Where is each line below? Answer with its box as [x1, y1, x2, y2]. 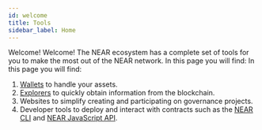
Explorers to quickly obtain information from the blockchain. [19, 88, 215, 98]
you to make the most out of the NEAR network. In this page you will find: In [8, 56, 255, 65]
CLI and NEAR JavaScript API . [19, 113, 118, 123]
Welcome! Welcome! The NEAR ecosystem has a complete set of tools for [8, 48, 249, 58]
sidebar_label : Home [8, 26, 77, 34]
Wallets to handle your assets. [19, 80, 118, 89]
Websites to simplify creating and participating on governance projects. [19, 96, 253, 106]
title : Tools [8, 19, 51, 27]
